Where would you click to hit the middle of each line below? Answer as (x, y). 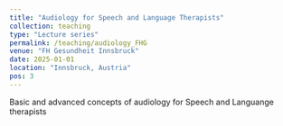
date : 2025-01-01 (42, 59)
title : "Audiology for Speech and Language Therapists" (117, 18)
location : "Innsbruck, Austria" (70, 68)
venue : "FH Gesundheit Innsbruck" (75, 51)
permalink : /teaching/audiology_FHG (78, 43)
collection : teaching (50, 26)
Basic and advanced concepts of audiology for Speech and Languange (141, 102)
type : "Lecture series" (54, 34)
